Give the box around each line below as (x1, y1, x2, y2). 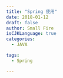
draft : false (6, 19, 38, 25)
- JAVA (11, 42, 28, 48)
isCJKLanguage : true (6, 31, 57, 37)
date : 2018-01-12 (6, 14, 49, 20)
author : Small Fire (6, 25, 54, 31)
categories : (6, 36, 35, 42)
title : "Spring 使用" (6, 8, 58, 15)
